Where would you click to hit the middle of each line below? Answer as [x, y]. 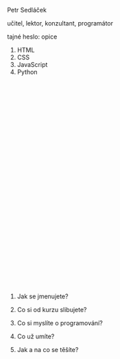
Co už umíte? [36, 336]
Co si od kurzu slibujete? [52, 310]
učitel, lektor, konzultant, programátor [60, 23]
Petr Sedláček [27, 10]
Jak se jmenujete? [43, 296]
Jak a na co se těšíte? [48, 350]
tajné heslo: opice [32, 37]
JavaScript [32, 64]
